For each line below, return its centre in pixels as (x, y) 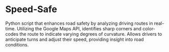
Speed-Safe (31, 9)
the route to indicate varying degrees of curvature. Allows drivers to (91, 34)
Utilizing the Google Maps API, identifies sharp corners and (79, 28)
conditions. (17, 44)
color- (149, 28)
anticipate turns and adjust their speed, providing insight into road (75, 39)
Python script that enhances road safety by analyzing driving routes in (79, 23)
